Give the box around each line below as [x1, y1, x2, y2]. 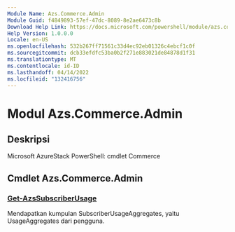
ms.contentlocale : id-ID [7, 62, 80, 69]
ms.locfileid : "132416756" [7, 75, 86, 83]
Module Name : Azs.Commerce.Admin [7, 10, 105, 18]
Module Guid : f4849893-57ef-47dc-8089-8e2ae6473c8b [7, 17, 161, 24]
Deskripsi [7, 133, 50, 145]
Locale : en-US [7, 36, 49, 43]
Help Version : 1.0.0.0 [7, 29, 73, 37]
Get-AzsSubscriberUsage [7, 193, 97, 203]
